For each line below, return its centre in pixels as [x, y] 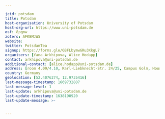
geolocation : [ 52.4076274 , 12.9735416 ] [46, 78]
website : [14, 41]
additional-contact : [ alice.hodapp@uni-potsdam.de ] [59, 64]
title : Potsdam [21, 18]
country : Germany [23, 73]
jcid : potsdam [20, 14]
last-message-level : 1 [28, 87]
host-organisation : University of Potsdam [49, 23]
